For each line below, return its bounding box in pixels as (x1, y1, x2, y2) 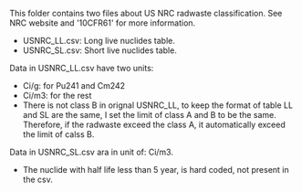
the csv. (22, 174, 53, 185)
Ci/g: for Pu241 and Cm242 (22, 80, 126, 91)
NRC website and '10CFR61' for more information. (9, 17, 196, 28)
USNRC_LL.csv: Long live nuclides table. (22, 36, 176, 46)
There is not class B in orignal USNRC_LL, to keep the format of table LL (22, 100, 294, 111)
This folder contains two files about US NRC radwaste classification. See (9, 8, 283, 18)
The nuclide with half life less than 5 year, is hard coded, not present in (22, 165, 289, 175)
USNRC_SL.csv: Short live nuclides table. (22, 45, 178, 56)
